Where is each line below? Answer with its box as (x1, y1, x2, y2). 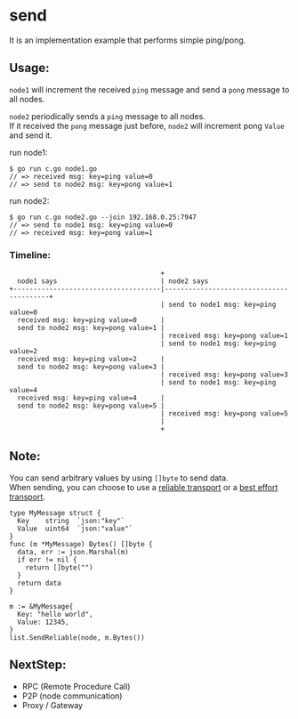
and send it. (9, 130, 52, 141)
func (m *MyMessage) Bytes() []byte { (9, 539, 153, 548)
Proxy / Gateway (21, 699, 83, 710)
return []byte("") (25, 562, 93, 572)
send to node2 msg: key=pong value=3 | (17, 362, 165, 372)
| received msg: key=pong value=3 (160, 370, 289, 379)
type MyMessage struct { (9, 508, 101, 517)
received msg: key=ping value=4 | (17, 393, 165, 403)
